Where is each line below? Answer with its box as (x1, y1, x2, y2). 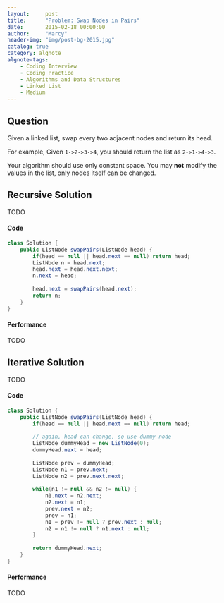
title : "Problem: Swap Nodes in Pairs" (7, 17, 140, 24)
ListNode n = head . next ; (32, 259, 106, 267)
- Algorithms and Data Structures (20, 75, 121, 83)
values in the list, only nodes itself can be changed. (7, 169, 156, 177)
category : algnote (7, 50, 61, 57)
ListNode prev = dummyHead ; (32, 459, 115, 466)
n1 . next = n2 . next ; (44, 492, 102, 499)
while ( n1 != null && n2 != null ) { (32, 486, 137, 493)
